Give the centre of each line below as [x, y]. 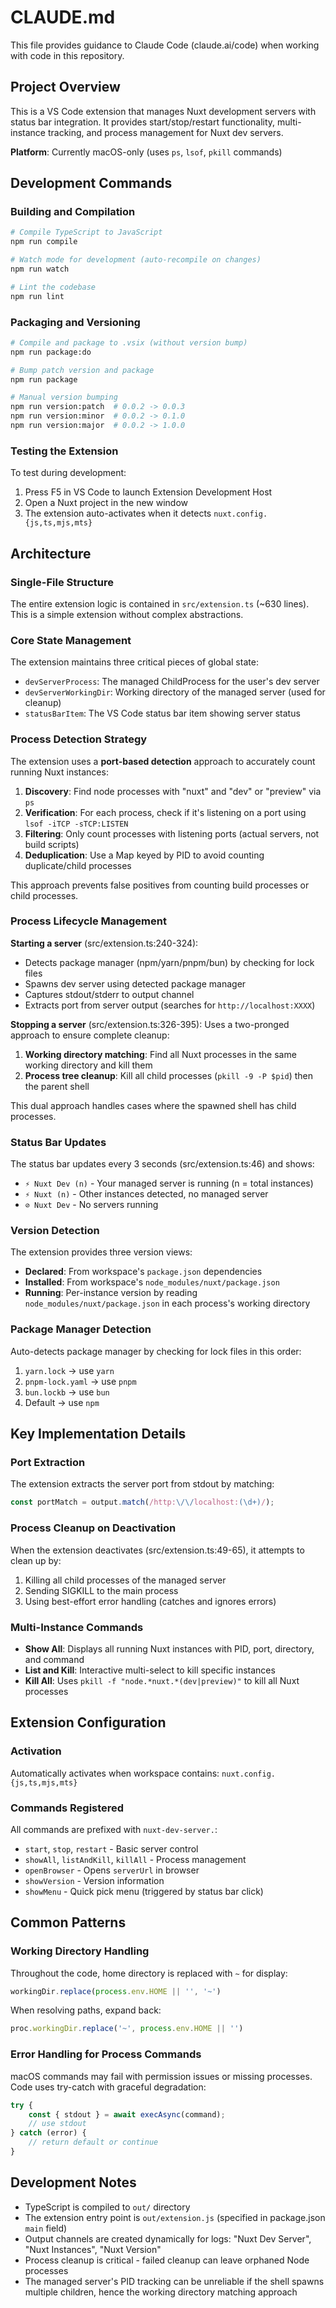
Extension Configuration [88, 1722]
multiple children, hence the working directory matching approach [161, 2292]
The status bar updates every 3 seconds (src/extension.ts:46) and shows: [162, 1164]
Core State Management [71, 640]
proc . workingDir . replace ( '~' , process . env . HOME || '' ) [127, 2029]
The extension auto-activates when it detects [118, 513]
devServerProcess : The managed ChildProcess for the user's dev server [172, 682]
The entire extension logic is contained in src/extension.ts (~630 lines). [160, 603]
